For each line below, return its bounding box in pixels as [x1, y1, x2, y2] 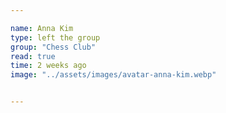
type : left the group [10, 32, 101, 43]
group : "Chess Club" [10, 42, 97, 52]
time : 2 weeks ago [10, 61, 87, 71]
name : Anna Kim [10, 23, 74, 33]
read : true [10, 51, 56, 61]
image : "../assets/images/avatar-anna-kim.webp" [10, 70, 217, 80]
